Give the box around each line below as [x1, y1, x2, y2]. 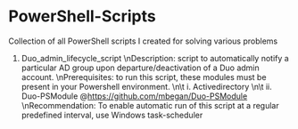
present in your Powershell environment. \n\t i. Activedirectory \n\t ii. [21, 81, 273, 92]
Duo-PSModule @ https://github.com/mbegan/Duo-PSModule [21, 91, 248, 101]
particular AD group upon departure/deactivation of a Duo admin [21, 62, 260, 73]
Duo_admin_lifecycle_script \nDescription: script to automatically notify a [21, 52, 289, 63]
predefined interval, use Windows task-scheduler [21, 109, 203, 120]
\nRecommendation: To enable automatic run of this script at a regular [21, 100, 280, 110]
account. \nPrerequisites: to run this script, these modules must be [21, 71, 267, 82]
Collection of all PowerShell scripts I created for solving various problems [8, 36, 278, 46]
